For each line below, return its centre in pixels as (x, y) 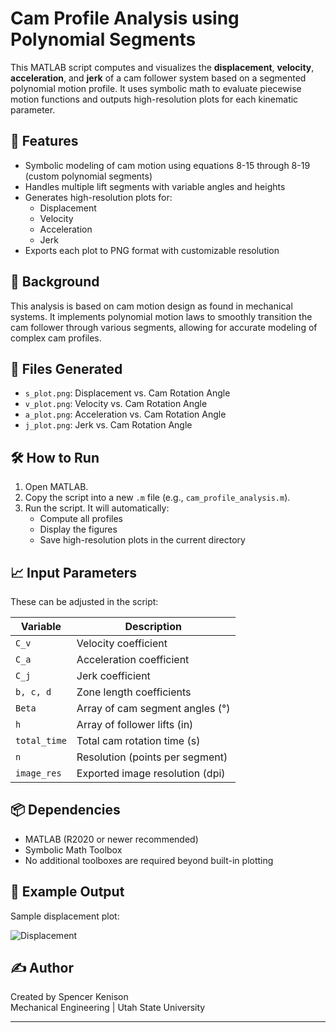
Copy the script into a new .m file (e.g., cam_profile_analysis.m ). (157, 498)
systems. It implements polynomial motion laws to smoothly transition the (161, 316)
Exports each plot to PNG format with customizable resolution (152, 250)
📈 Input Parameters (73, 572)
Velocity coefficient (122, 643)
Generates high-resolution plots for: (98, 197)
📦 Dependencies (65, 810)
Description (153, 626)
